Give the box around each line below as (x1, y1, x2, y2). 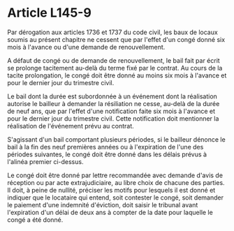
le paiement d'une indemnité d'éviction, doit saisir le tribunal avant (7, 200, 198, 209)
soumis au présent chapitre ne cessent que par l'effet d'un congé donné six (7, 35, 226, 43)
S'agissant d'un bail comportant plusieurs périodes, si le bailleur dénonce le (7, 135, 226, 144)
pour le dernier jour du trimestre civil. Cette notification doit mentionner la (7, 114, 219, 123)
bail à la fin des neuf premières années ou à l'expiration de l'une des (7, 142, 204, 151)
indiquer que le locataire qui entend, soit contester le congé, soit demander (7, 193, 224, 202)
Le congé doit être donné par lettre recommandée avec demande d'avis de (7, 171, 224, 179)
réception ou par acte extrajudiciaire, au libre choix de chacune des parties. (7, 178, 225, 186)
